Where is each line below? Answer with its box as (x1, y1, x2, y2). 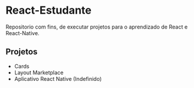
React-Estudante (5, 4, 92, 17)
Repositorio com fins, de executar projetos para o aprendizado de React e (5, 23, 188, 30)
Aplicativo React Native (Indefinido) (14, 75, 102, 82)
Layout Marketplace (14, 69, 64, 76)
